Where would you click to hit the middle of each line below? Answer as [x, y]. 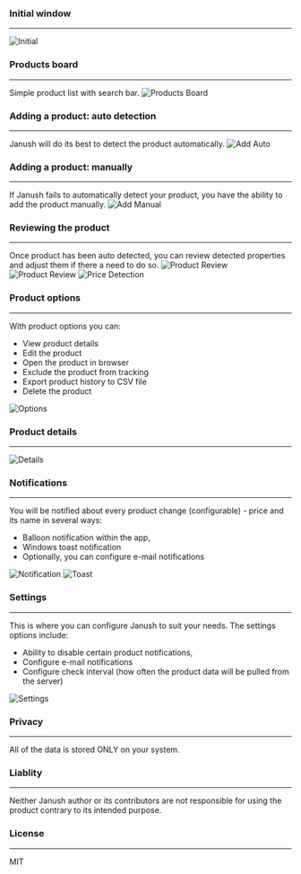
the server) [43, 681]
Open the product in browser [76, 363]
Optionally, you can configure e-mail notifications [113, 557]
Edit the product [52, 353]
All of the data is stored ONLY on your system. [95, 749]
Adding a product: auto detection [83, 116]
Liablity [26, 773]
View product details [60, 343]
